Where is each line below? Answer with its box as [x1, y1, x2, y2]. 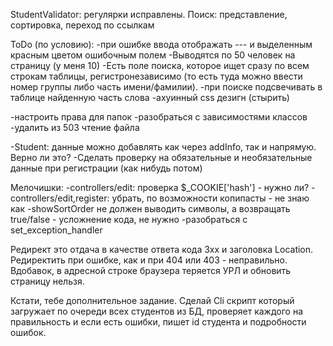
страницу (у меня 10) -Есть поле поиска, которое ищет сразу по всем [10, 60, 310, 71]
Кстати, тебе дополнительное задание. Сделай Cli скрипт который [10, 295, 295, 306]
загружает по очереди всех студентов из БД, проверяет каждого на [10, 305, 304, 317]
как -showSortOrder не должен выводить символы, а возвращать [10, 203, 291, 214]
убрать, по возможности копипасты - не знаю [111, 192, 310, 204]
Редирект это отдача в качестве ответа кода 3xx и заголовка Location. [10, 244, 314, 255]
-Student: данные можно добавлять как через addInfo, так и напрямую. [10, 141, 317, 153]
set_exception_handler [10, 224, 103, 236]
